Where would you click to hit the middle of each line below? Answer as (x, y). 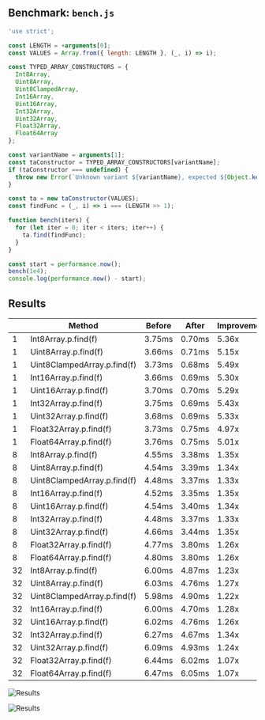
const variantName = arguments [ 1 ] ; (67, 155)
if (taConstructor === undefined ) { (68, 169)
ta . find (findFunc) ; (54, 235)
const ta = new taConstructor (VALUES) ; (74, 199)
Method (83, 326)
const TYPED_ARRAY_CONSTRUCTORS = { (68, 67)
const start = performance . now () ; (65, 264)
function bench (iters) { (49, 221)
